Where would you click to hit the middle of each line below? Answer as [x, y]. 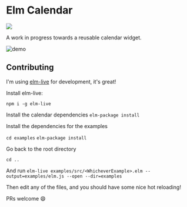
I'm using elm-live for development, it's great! [61, 81]
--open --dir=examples [94, 176]
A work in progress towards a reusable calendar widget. [74, 37]
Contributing [30, 67]
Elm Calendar [39, 10]
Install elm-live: [24, 93]
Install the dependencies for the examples [57, 126]
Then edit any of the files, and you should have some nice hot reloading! [93, 187]
